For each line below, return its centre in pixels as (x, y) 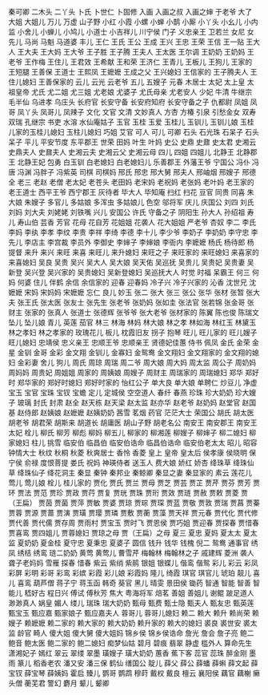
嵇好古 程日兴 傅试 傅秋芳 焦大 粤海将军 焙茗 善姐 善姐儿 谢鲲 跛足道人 (139, 593)
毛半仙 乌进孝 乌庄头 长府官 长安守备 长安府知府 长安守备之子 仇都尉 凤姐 (128, 102)
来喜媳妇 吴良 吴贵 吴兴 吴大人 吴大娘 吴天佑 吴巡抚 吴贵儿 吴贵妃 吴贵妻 (127, 262)
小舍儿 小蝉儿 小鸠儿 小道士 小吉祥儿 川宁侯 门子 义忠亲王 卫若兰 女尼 (131, 32)
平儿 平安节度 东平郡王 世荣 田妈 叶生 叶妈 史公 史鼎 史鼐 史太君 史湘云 (140, 142)
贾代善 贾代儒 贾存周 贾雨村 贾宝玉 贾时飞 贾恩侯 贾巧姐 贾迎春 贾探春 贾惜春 (134, 523)
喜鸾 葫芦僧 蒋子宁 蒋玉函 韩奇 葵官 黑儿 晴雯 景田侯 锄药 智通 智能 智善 (134, 583)
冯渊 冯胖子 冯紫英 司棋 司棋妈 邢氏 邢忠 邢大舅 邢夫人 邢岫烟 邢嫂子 (129, 172)
